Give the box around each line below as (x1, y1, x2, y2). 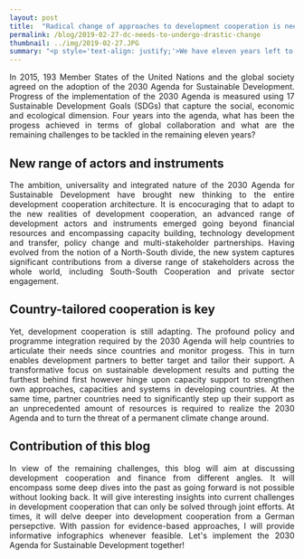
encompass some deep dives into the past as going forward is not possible (9, 481, 295, 493)
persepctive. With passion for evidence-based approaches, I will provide (9, 520, 295, 531)
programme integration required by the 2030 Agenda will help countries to (9, 336, 295, 346)
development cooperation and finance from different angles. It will (9, 472, 295, 483)
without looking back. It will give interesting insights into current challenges (9, 491, 295, 502)
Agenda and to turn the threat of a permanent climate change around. (9, 412, 270, 423)
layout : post (9, 13, 59, 23)
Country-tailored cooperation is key (9, 302, 215, 317)
